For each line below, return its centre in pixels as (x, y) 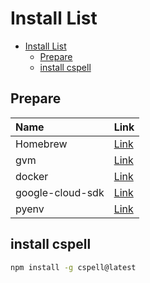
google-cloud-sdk (60, 192)
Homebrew (41, 144)
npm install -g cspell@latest (73, 267)
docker (32, 176)
